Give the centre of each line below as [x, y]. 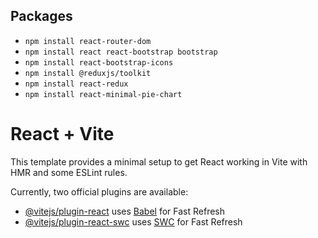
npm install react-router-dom [88, 41]
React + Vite [62, 134]
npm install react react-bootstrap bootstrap [121, 52]
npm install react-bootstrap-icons [99, 62]
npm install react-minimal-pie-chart [103, 94]
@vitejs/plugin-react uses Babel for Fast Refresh [125, 211]
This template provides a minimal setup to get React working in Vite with [159, 161]
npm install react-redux [76, 84]
